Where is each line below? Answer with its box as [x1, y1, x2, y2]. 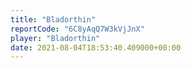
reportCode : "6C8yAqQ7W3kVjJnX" [10, 24, 145, 34]
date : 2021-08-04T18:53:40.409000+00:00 [10, 42, 182, 53]
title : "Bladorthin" [10, 14, 97, 25]
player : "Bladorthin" [10, 33, 101, 43]
